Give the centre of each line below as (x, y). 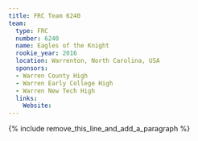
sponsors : (32, 68)
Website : (37, 106)
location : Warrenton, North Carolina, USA (88, 61)
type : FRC (32, 31)
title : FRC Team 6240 (45, 16)
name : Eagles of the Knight (63, 46)
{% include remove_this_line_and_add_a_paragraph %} (99, 129)
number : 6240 (37, 38)
